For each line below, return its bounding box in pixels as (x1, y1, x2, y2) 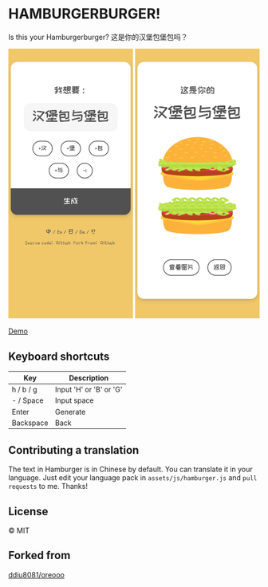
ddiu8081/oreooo (8, 569, 65, 579)
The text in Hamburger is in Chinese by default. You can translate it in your (8, 464, 253, 475)
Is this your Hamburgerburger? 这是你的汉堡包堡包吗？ (8, 32, 188, 41)
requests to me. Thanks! (8, 482, 88, 491)
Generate (54, 407, 86, 416)
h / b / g (11, 384, 37, 395)
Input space (54, 396, 94, 405)
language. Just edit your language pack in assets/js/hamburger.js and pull (8, 473, 258, 483)
